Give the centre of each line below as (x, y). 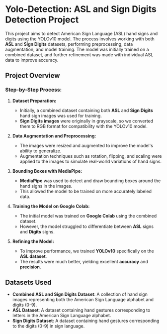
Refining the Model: (33, 241)
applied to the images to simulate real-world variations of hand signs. (91, 161)
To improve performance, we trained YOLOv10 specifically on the (87, 251)
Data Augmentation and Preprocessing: (54, 136)
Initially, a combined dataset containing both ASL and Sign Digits (86, 110)
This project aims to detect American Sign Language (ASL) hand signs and (82, 33)
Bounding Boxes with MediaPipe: (47, 171)
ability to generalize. (41, 151)
